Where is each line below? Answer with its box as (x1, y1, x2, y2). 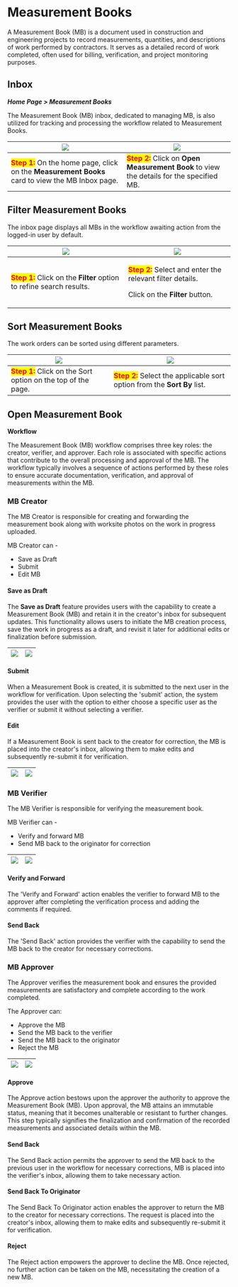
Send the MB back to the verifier (17, 1029, 113, 1037)
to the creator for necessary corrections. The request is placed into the (7, 1210, 215, 1219)
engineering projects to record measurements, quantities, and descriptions (7, 35, 226, 43)
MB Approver (7, 962, 55, 972)
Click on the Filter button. (127, 289, 213, 299)
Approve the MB (17, 1021, 66, 1029)
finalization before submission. (7, 632, 97, 641)
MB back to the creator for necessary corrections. (7, 944, 154, 953)
